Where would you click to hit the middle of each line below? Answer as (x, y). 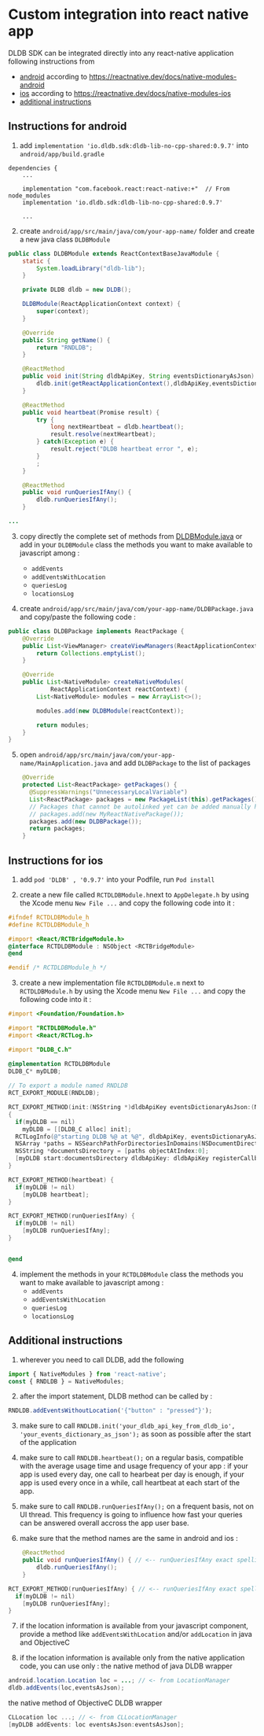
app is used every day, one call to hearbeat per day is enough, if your (132, 1474)
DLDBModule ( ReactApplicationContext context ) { (101, 304)
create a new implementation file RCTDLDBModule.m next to (112, 983)
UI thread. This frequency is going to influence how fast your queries (131, 1515)
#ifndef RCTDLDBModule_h (49, 917)
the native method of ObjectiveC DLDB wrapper (85, 1703)
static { (37, 261)
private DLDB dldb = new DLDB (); (77, 290)
